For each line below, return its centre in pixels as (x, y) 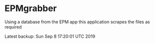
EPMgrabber (31, 8)
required (13, 27)
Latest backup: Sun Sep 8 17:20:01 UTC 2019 (50, 36)
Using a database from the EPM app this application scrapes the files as (77, 22)
